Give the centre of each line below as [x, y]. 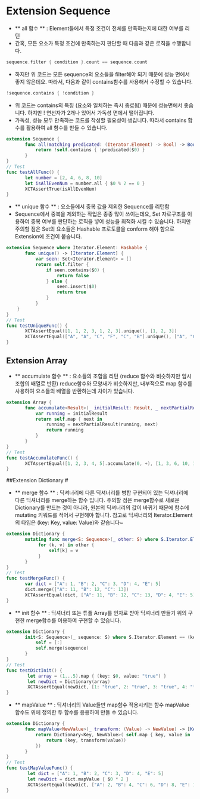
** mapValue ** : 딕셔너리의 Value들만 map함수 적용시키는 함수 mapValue [102, 705]
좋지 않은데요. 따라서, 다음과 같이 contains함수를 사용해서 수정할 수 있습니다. [104, 81]
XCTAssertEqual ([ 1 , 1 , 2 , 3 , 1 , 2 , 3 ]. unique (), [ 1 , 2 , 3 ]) [101, 331]
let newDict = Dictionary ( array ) [69, 682]
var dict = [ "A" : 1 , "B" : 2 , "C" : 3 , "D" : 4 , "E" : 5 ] [93, 584]
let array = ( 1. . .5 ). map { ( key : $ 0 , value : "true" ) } [97, 676]
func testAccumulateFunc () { [42, 458]
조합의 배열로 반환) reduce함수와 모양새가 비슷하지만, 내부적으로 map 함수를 [103, 383]
